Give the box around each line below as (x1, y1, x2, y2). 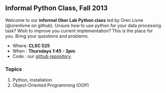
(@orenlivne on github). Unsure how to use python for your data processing (5, 22, 161, 28)
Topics (5, 66, 22, 73)
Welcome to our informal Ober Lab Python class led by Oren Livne (5, 17, 143, 23)
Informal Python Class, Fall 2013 (5, 4, 108, 12)
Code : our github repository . (12, 53, 72, 59)
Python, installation (12, 77, 52, 83)
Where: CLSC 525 (12, 42, 50, 49)
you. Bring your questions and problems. (5, 33, 89, 39)
